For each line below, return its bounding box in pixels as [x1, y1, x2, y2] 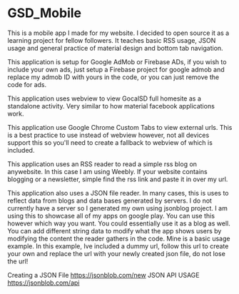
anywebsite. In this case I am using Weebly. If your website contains [7, 167, 208, 176]
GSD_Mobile [7, 5, 82, 21]
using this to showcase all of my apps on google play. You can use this [7, 211, 215, 220]
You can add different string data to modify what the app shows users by [7, 226, 222, 235]
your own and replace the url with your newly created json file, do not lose [7, 249, 226, 258]
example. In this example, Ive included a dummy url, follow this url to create [7, 241, 229, 250]
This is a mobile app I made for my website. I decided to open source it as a [7, 29, 230, 37]
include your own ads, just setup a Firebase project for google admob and [7, 65, 225, 73]
